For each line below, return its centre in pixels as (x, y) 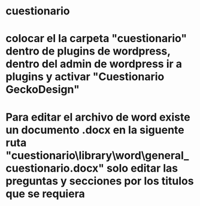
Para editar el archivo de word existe (98, 117)
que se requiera (45, 194)
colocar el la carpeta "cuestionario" (96, 39)
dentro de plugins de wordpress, (88, 51)
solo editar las (142, 168)
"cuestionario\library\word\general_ (97, 155)
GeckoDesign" (43, 90)
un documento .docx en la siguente (95, 130)
